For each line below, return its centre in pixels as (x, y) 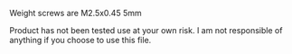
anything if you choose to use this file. (80, 40)
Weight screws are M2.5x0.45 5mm (75, 13)
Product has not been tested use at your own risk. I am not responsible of (146, 30)
